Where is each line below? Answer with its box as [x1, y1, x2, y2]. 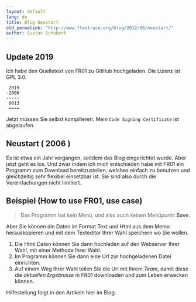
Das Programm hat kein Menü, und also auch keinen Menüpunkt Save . [20, 211, 190, 218]
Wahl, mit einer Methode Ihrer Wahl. [14, 247, 101, 254]
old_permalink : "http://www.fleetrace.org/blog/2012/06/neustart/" [6, 25, 174, 31]
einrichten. [14, 259, 41, 266]
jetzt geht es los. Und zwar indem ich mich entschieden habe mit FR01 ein [6, 160, 184, 167]
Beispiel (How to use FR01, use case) [6, 196, 143, 206]
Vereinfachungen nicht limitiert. [6, 179, 82, 186]
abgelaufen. [6, 122, 35, 129]
